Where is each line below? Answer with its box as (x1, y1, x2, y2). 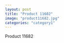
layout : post (5, 7, 32, 12)
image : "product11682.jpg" (5, 16, 60, 21)
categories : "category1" (5, 20, 55, 25)
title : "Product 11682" (5, 11, 53, 16)
